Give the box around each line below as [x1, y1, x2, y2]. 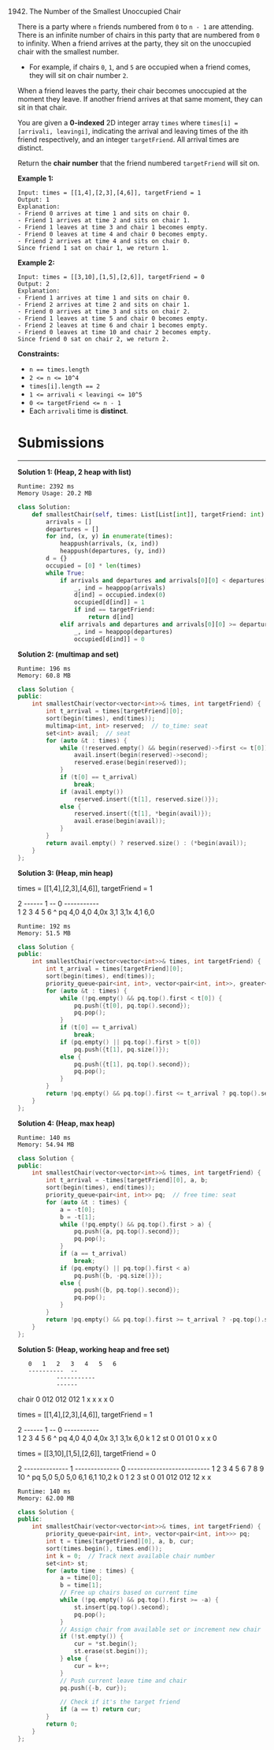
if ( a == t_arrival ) [59, 1249, 128, 1258]
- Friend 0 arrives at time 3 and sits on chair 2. [17, 307, 191, 315]
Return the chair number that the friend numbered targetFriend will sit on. [17, 158, 260, 168]
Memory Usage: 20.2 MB [17, 489, 92, 497]
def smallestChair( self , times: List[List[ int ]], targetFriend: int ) [31, 510, 265, 519]
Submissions [17, 434, 105, 452]
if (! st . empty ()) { [59, 1633, 124, 1640]
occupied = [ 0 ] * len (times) [46, 561, 142, 570]
